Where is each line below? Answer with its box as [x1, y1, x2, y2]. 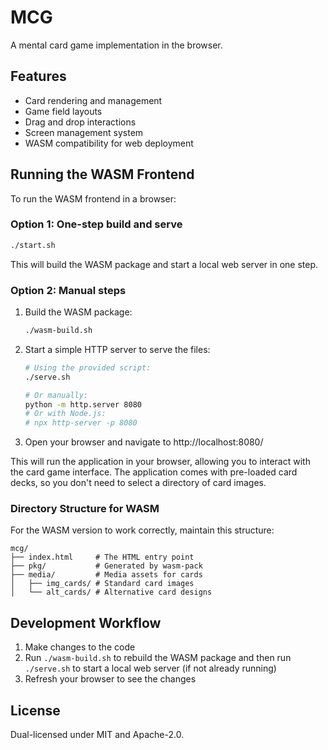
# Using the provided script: [24, 362, 152, 373]
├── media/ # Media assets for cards [10, 570, 203, 580]
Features [10, 68, 67, 85]
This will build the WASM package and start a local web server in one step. [10, 258, 319, 270]
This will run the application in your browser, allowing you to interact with [10, 456, 311, 468]
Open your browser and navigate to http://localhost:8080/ [24, 436, 264, 448]
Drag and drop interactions [24, 116, 137, 128]
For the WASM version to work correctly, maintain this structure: [10, 524, 275, 536]
